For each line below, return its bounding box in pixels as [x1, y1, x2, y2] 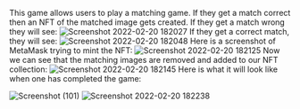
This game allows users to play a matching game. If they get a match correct [9, 8, 291, 18]
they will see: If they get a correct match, [9, 27, 290, 36]
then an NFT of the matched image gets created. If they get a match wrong [9, 17, 286, 27]
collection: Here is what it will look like [9, 64, 279, 74]
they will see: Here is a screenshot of [9, 35, 277, 46]
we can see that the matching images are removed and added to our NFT [9, 55, 279, 65]
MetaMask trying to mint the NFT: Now [9, 45, 280, 56]
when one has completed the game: [9, 74, 142, 83]
